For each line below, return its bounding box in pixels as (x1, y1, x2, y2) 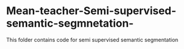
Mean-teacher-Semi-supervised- (6, 4, 177, 18)
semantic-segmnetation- (6, 17, 134, 30)
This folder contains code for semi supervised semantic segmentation (6, 36, 179, 43)
